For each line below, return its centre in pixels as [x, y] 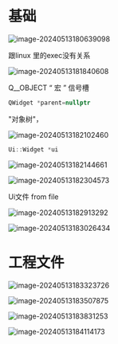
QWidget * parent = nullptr [49, 103]
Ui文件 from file [33, 197]
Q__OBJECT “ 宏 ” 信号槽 [49, 88]
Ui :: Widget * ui [33, 149]
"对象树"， [26, 119]
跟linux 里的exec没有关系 [49, 55]
